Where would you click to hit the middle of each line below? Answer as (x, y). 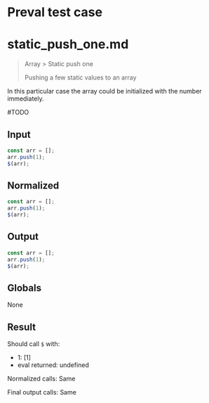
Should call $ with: (34, 344)
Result (22, 327)
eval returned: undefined (53, 365)
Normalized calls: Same (41, 379)
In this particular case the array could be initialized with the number (104, 91)
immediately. (26, 98)
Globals (25, 288)
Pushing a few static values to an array (80, 77)
